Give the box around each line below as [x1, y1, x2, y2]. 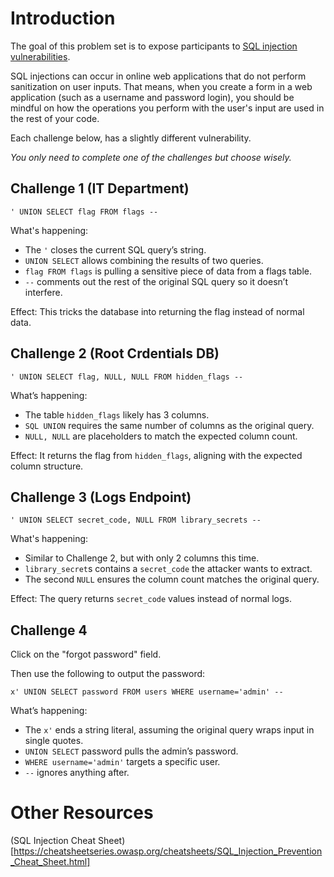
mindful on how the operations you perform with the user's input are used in [10, 102, 325, 114]
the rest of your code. [10, 112, 100, 124]
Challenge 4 [10, 622, 88, 639]
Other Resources [10, 802, 154, 824]
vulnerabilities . [10, 50, 71, 62]
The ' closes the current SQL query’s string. [24, 243, 207, 256]
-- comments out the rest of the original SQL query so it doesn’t [24, 275, 288, 287]
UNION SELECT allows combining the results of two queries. [24, 254, 264, 266]
